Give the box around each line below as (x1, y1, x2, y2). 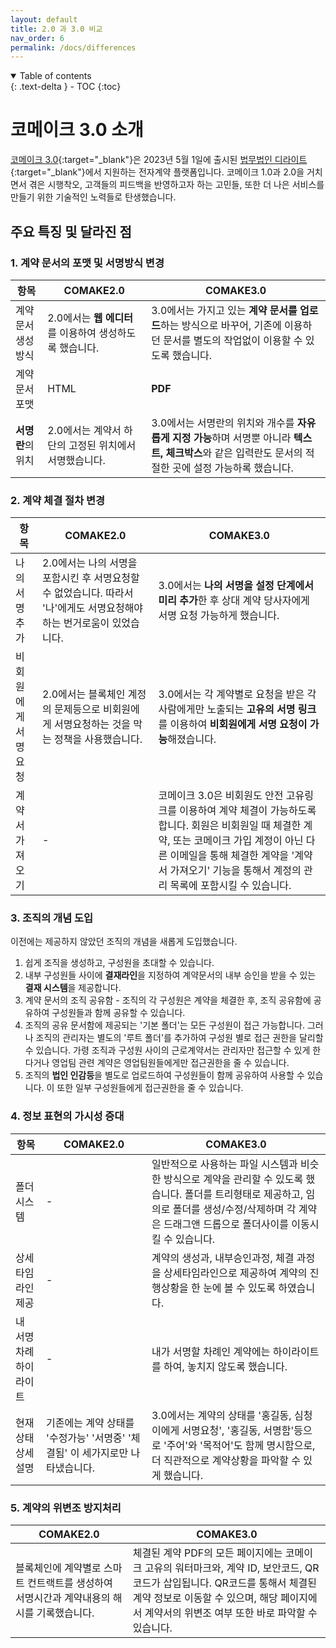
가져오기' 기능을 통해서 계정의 (169, 864, 302, 878)
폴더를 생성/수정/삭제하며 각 (172, 1202, 297, 1216)
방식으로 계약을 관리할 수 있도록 (163, 1172, 304, 1186)
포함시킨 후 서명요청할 (42, 571, 140, 585)
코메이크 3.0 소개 (10, 119, 144, 141)
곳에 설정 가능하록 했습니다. (171, 461, 294, 475)
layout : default (10, 14, 78, 25)
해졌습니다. (167, 732, 217, 746)
